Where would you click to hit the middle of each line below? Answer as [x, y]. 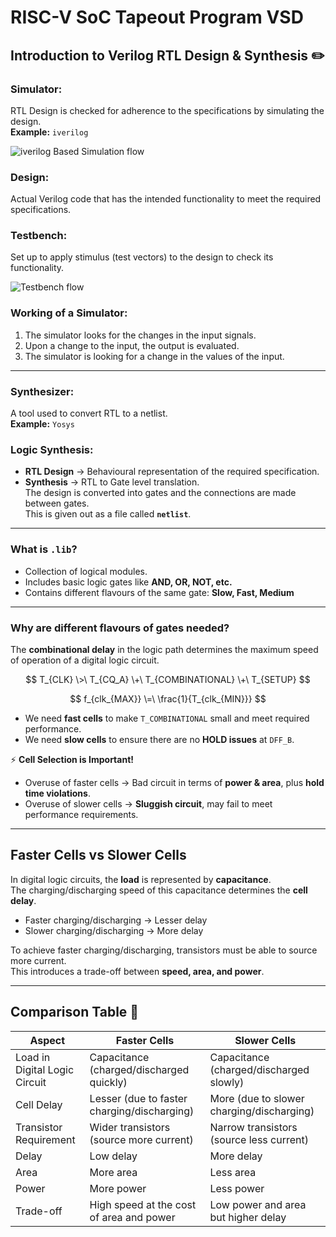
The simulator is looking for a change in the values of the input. [154, 356]
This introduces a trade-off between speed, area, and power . [137, 971]
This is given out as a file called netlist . [108, 514]
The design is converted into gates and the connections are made [160, 493]
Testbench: [39, 236]
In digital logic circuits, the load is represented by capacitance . [141, 879]
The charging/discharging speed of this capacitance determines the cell [159, 890]
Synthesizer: [42, 391]
